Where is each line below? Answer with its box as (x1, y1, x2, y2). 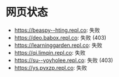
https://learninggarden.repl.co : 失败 (14, 42, 103, 49)
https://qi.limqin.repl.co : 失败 (14, 49, 86, 56)
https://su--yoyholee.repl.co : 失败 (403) (14, 57, 114, 64)
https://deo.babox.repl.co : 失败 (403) (14, 34, 106, 41)
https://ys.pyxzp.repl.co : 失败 (14, 64, 88, 71)
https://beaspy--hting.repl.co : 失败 (14, 26, 100, 34)
